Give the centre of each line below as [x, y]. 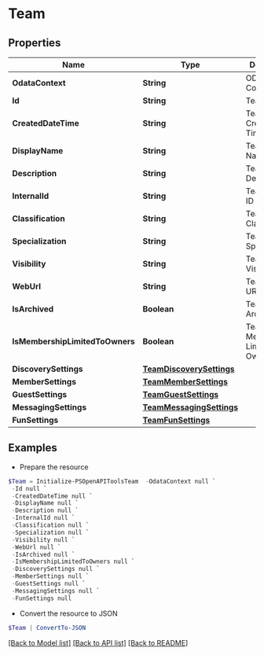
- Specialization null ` [50, 532]
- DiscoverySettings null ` [56, 569]
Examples [33, 448]
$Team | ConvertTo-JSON [47, 627]
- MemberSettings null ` [50, 576]
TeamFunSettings [176, 420]
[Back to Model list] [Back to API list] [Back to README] [98, 642]
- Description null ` [45, 511]
